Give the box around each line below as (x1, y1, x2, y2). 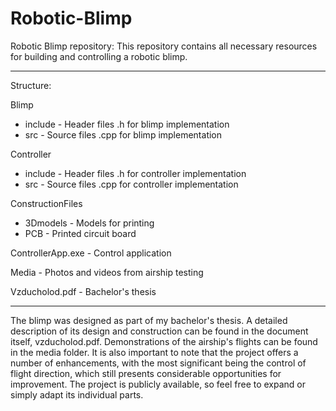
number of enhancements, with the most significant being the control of (10, 357, 307, 369)
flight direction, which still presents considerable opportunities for (10, 367, 282, 379)
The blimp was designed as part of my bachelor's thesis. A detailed (10, 314, 288, 326)
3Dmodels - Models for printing (24, 217, 155, 229)
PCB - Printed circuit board (24, 227, 137, 239)
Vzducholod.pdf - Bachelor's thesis (10, 285, 157, 297)
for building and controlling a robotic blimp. (10, 50, 188, 62)
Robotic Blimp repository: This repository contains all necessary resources (10, 40, 318, 52)
